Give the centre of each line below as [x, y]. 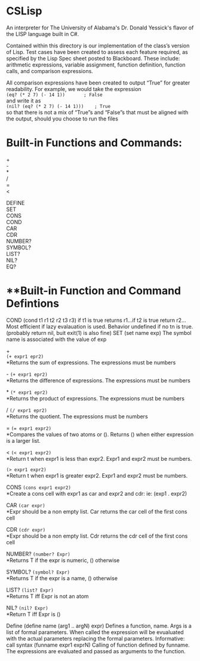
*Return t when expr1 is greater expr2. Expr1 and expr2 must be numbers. [97, 475]
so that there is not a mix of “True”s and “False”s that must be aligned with [97, 112]
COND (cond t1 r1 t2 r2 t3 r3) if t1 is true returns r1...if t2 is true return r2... [96, 320]
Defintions [33, 304]
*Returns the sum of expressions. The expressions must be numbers [91, 362]
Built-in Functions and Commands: [94, 143]
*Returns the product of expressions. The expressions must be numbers [96, 398]
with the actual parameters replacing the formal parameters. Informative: [96, 638]
